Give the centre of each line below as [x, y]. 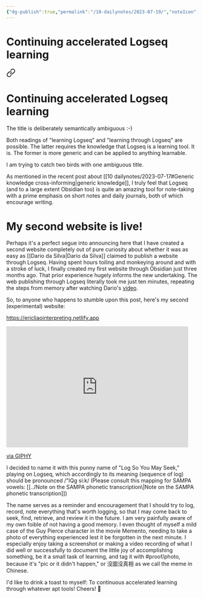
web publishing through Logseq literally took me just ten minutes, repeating [100, 281]
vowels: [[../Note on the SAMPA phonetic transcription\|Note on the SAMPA [100, 487]
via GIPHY [19, 456]
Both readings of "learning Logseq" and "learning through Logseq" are [95, 140]
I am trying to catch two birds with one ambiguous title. [75, 165]
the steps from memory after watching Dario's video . [72, 288]
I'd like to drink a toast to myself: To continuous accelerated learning [92, 582]
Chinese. [17, 571]
